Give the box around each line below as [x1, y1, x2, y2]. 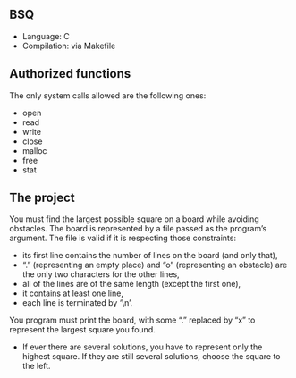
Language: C [21, 30, 70, 41]
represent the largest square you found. [9, 324, 156, 335]
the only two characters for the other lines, [21, 269, 181, 280]
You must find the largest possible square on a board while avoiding [9, 214, 259, 224]
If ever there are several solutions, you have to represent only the [21, 341, 263, 352]
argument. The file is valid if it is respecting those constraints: [9, 232, 237, 244]
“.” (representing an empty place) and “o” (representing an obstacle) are [21, 259, 288, 271]
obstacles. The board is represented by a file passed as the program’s [9, 223, 267, 234]
